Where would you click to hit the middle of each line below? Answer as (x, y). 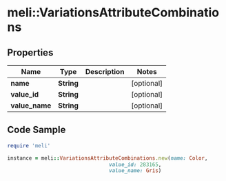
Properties (30, 52)
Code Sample (37, 130)
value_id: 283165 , (135, 165)
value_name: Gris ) (135, 171)
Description (105, 72)
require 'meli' (29, 145)
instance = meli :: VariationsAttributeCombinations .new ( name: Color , (107, 158)
